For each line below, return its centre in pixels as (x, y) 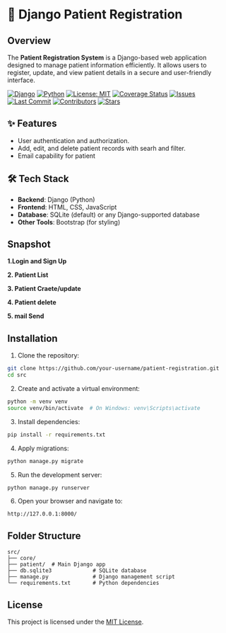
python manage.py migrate (45, 461)
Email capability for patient (56, 156)
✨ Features (32, 124)
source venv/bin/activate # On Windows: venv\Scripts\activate (104, 408)
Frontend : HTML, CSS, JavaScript (67, 207)
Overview (29, 41)
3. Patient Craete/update (44, 289)
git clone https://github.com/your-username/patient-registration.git (113, 369)
